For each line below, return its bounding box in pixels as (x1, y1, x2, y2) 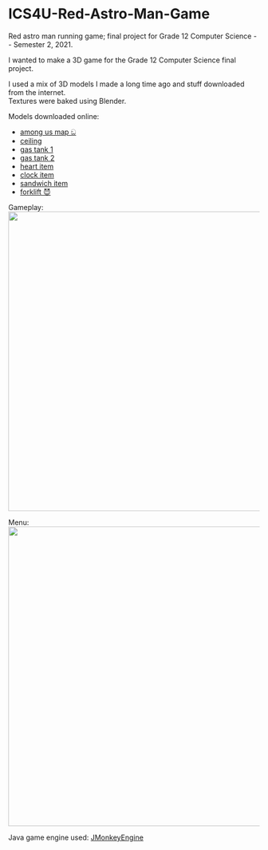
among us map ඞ (19, 127, 77, 137)
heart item (19, 161, 54, 171)
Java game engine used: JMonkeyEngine (8, 832, 144, 842)
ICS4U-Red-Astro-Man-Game (8, 5, 210, 23)
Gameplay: (8, 202, 44, 212)
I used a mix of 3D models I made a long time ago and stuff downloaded (8, 79, 245, 89)
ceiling (19, 136, 42, 145)
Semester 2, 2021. (13, 39, 73, 49)
